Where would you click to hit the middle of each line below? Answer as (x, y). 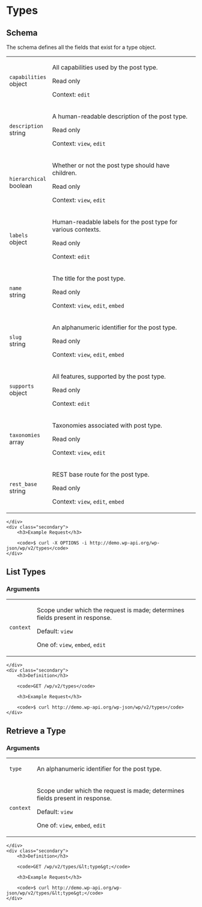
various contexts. (76, 229)
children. (64, 173)
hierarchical (28, 179)
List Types (26, 572)
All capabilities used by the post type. (105, 67)
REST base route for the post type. (101, 474)
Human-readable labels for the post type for (115, 222)
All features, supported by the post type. (109, 376)
